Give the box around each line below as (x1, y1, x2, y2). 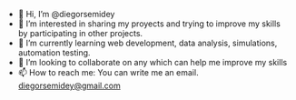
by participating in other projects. (17, 28, 143, 38)
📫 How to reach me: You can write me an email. (17, 67, 199, 77)
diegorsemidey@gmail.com (17, 80, 121, 91)
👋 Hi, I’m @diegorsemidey (17, 9, 115, 19)
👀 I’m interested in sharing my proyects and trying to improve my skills (17, 18, 281, 29)
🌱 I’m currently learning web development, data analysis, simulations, (17, 37, 278, 48)
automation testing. (17, 47, 91, 58)
